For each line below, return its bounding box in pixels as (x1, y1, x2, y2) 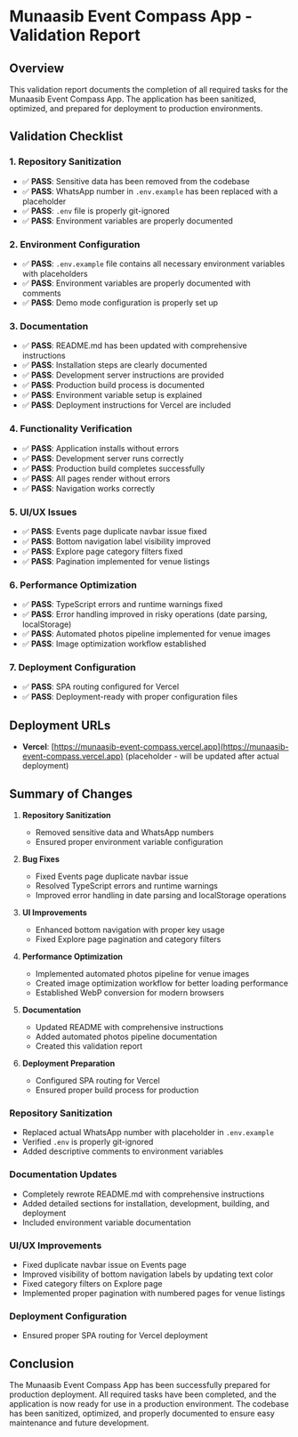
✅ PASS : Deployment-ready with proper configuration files (21, 692, 238, 702)
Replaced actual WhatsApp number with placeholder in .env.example (21, 1127, 274, 1138)
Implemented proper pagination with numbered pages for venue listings (21, 1287, 286, 1298)
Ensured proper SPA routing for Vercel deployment (21, 1330, 208, 1341)
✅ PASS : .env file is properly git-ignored (21, 205, 171, 215)
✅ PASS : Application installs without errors (21, 442, 180, 453)
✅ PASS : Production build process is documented (21, 380, 205, 391)
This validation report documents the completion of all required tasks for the (9, 85, 289, 94)
